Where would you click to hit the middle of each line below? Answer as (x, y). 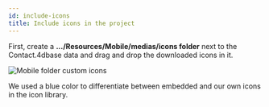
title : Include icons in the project (72, 23)
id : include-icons (39, 16)
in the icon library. (38, 94)
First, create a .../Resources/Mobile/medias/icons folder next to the (123, 46)
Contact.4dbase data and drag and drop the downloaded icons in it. (121, 55)
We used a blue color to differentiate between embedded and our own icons (135, 86)
